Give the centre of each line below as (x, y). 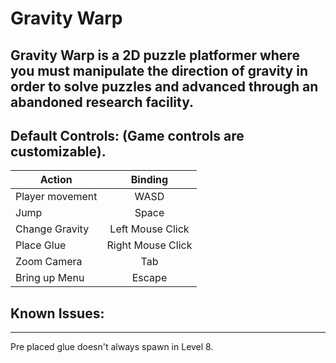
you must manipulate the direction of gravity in (159, 70)
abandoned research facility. (102, 102)
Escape (149, 278)
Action (56, 180)
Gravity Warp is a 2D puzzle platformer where (155, 55)
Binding (149, 180)
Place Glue (41, 245)
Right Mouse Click (149, 245)
